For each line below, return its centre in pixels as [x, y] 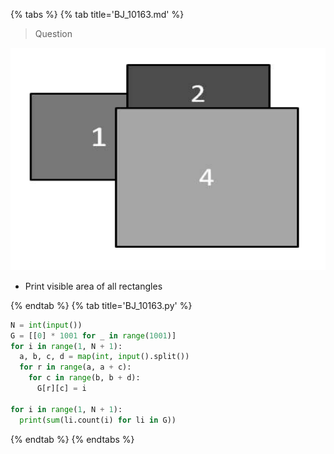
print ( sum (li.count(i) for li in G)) [98, 420]
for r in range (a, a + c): [75, 367]
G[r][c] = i [61, 389]
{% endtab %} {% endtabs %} [72, 439]
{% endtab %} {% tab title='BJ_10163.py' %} [101, 305]
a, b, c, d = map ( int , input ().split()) [104, 357]
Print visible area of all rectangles [93, 286]
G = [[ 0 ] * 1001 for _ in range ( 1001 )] [93, 335]
